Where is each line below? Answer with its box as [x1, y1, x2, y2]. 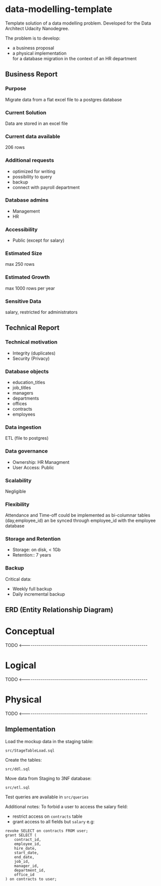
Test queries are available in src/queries [5, 794, 89, 800]
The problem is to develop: [5, 35, 60, 41]
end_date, [14, 854, 35, 859]
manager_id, [14, 863, 39, 868]
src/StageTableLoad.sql [5, 748, 55, 753]
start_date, [14, 850, 39, 855]
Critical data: [5, 576, 31, 582]
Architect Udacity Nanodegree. [5, 25, 69, 31]
